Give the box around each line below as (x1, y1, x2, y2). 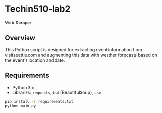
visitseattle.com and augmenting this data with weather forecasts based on (5, 52, 157, 58)
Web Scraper (5, 20, 32, 25)
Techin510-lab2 (5, 3, 71, 15)
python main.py (5, 104, 36, 109)
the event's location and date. (5, 57, 65, 63)
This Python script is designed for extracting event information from (5, 46, 142, 52)
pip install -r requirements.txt (5, 99, 74, 104)
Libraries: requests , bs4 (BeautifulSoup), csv (12, 90, 101, 95)
